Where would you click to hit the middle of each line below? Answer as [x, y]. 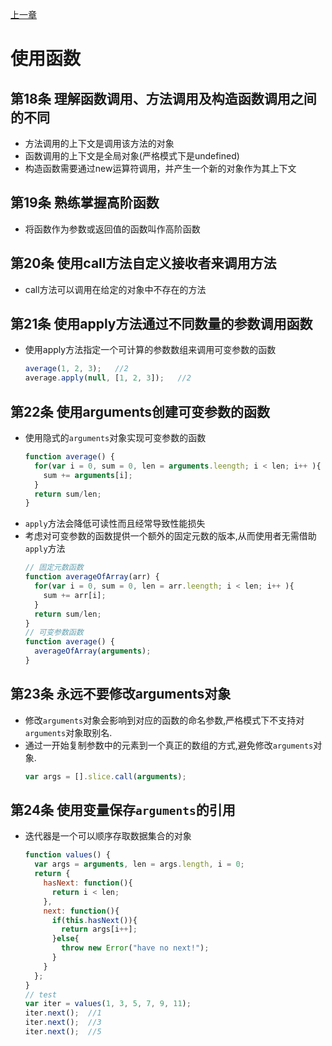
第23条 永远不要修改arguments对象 [121, 694]
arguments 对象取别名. [68, 732]
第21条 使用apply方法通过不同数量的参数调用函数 [161, 324]
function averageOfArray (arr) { [92, 577]
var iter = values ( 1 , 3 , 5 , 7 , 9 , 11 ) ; [108, 1004]
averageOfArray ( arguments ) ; [93, 651]
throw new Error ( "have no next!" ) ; [135, 948]
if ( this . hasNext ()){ [94, 920]
